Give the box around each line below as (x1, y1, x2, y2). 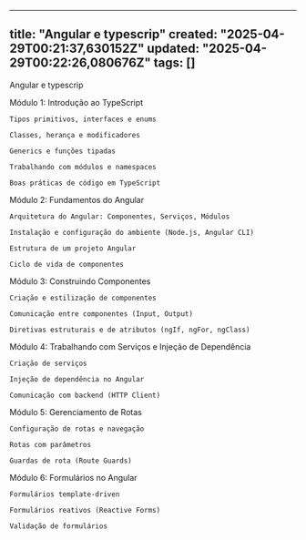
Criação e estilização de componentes (9, 293, 157, 302)
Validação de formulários (9, 521, 107, 531)
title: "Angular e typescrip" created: (9, 26, 219, 42)
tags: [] (153, 56, 196, 71)
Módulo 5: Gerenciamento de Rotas (9, 406, 143, 417)
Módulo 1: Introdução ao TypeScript (9, 97, 144, 107)
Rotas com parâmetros (9, 440, 92, 449)
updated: (147, 41, 200, 56)
